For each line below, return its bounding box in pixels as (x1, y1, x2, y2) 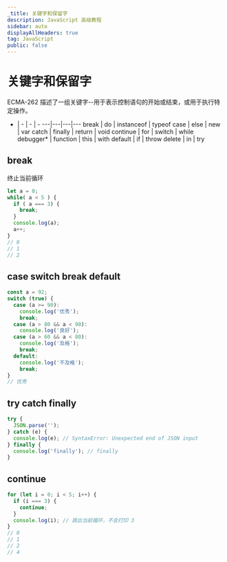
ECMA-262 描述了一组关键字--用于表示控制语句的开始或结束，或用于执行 (7, 98, 215, 106)
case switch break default (7, 270, 121, 282)
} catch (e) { (7, 428, 48, 435)
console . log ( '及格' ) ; (19, 340, 80, 347)
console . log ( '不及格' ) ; (19, 359, 85, 366)
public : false (7, 42, 48, 49)
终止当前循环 (7, 173, 43, 182)
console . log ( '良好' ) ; (19, 327, 80, 334)
